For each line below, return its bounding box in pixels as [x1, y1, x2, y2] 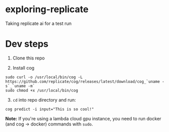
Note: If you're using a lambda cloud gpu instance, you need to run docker [5, 115, 161, 121]
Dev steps [5, 38, 49, 50]
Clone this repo [12, 55, 45, 61]
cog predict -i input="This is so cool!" [5, 107, 94, 112]
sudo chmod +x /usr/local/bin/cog [5, 88, 79, 93]
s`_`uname [5, 83, 26, 88]
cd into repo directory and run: [12, 96, 76, 103]
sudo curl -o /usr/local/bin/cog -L [5, 75, 83, 80]
